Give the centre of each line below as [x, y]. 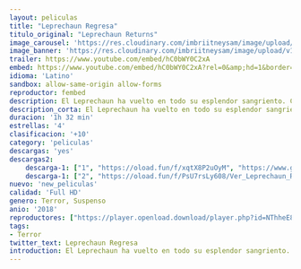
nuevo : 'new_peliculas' [54, 185]
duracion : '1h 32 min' [52, 117]
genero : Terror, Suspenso [57, 201]
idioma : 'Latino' [42, 76]
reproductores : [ [42, 217]
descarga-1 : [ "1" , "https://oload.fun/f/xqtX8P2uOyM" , [130, 168]
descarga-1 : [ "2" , [60, 176]
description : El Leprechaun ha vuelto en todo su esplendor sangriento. [148, 101]
